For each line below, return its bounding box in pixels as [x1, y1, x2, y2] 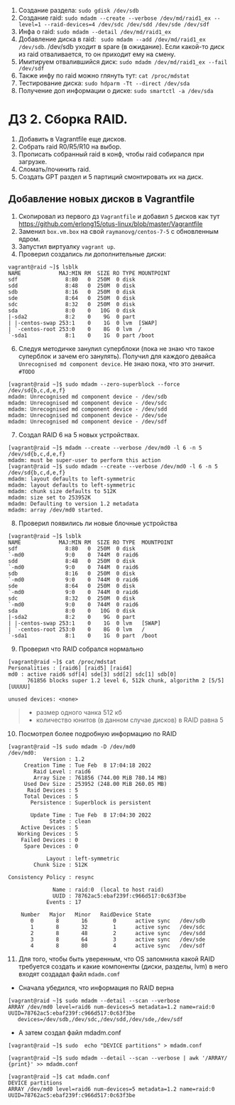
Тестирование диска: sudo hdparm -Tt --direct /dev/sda [18, 79, 190, 87]
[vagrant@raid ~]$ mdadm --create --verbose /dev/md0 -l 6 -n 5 [8, 444, 202, 451]
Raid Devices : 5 [26, 787, 79, 794]
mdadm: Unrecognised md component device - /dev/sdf [8, 418, 168, 425]
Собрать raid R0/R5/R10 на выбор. [18, 142, 122, 151]
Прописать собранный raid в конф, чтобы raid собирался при [18, 149, 204, 158]
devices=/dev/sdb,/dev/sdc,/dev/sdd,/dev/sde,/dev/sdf [17, 1015, 183, 1023]
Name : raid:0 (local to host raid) [53, 886, 164, 893]
